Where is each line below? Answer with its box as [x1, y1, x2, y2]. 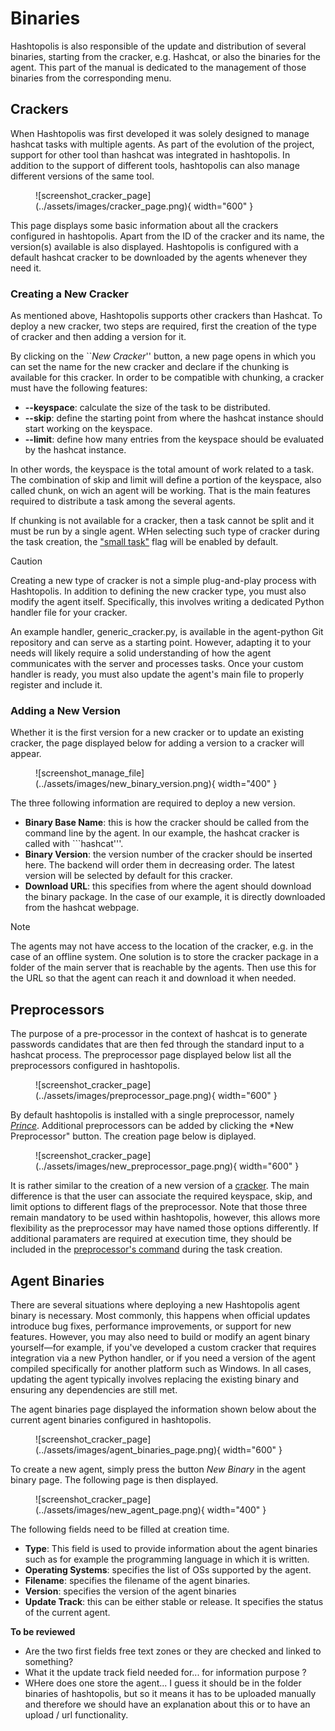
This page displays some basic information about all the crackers [10, 219, 279, 231]
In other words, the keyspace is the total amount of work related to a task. [10, 463, 315, 476]
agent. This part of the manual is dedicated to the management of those [10, 61, 307, 73]
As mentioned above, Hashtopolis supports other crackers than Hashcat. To [10, 310, 323, 322]
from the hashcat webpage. [24, 902, 140, 914]
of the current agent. [24, 1606, 111, 1618]
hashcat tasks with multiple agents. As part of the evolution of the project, [10, 138, 315, 150]
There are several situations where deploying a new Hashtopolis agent [10, 1298, 301, 1311]
